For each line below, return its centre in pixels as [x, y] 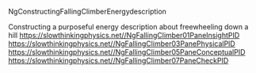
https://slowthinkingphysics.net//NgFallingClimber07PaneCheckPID [118, 60]
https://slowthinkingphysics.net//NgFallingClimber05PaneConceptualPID [127, 52]
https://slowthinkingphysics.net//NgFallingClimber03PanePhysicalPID [122, 44]
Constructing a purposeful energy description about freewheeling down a [128, 27]
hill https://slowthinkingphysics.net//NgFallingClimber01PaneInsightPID [124, 35]
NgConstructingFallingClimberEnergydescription [87, 12]
